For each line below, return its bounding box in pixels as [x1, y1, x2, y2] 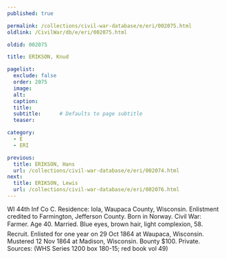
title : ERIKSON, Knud [7, 53, 69, 60]
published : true [7, 10, 54, 17]
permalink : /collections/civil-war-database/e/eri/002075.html [7, 22, 192, 29]
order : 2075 [13, 79, 48, 86]
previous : [7, 154, 36, 161]
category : [7, 129, 36, 136]
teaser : [13, 117, 36, 124]
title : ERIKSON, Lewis [13, 180, 78, 187]
